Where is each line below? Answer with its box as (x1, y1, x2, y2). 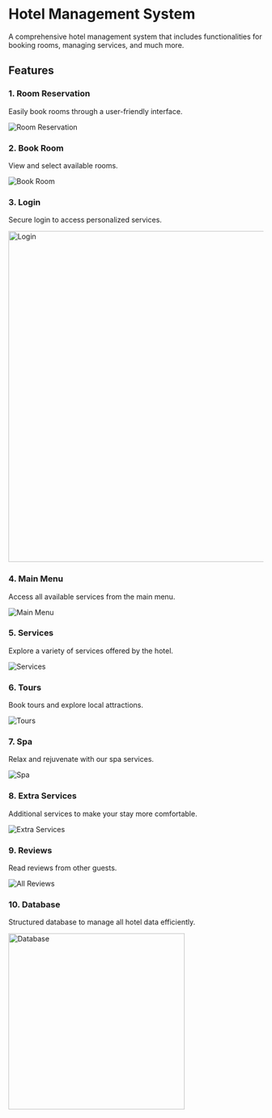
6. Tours (8, 682, 42, 693)
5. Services (8, 627, 54, 639)
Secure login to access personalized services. (8, 215, 162, 225)
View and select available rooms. (8, 160, 119, 170)
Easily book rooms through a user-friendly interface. (8, 106, 183, 116)
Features (8, 64, 54, 78)
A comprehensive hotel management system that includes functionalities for (8, 32, 263, 41)
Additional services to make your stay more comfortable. (8, 809, 198, 818)
